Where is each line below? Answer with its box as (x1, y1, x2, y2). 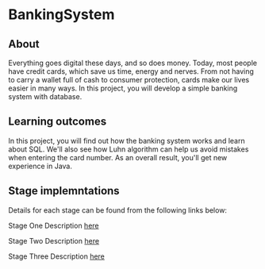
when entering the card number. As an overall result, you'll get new (8, 152, 228, 162)
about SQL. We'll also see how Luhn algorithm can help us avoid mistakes (8, 144, 249, 154)
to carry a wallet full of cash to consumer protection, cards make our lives (8, 75, 250, 84)
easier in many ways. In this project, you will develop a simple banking (8, 83, 238, 93)
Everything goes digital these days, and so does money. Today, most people (8, 58, 258, 67)
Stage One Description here (8, 221, 99, 230)
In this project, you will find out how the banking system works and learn (8, 136, 245, 145)
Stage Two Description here (8, 236, 100, 245)
